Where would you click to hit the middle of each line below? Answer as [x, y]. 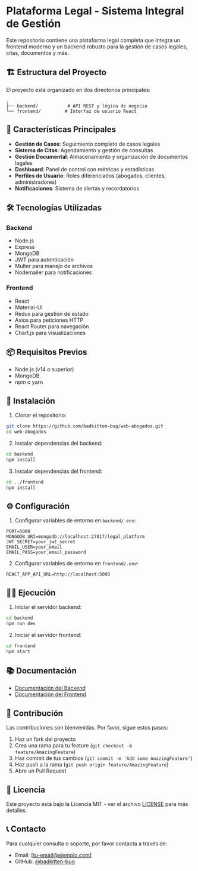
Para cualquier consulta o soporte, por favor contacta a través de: [87, 844]
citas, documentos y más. [38, 53]
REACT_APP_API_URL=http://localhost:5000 [58, 574]
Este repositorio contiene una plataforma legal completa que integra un [93, 40]
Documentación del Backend [50, 688]
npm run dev [21, 623]
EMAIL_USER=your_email [34, 547]
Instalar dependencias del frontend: [58, 471]
